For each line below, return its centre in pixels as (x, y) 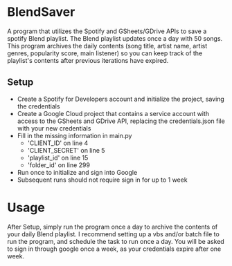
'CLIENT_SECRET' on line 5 (66, 150)
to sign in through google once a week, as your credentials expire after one (114, 249)
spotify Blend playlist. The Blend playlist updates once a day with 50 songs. (115, 38)
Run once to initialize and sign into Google (77, 172)
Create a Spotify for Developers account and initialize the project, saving (121, 99)
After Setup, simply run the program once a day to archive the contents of (113, 227)
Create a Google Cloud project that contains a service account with (113, 113)
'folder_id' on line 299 (59, 165)
